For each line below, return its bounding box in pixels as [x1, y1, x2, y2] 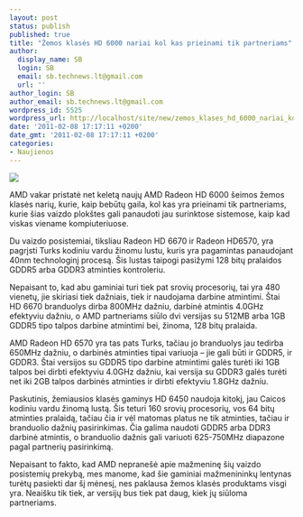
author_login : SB [9, 88, 75, 97]
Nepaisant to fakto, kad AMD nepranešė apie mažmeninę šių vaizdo [9, 458, 262, 469]
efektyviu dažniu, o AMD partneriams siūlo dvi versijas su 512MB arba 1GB [9, 310, 286, 321]
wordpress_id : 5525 [9, 106, 83, 115]
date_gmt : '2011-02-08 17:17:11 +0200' [9, 131, 160, 140]
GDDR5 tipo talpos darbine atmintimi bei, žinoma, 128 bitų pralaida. [9, 319, 258, 330]
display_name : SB [17, 55, 83, 64]
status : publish [9, 22, 70, 31]
